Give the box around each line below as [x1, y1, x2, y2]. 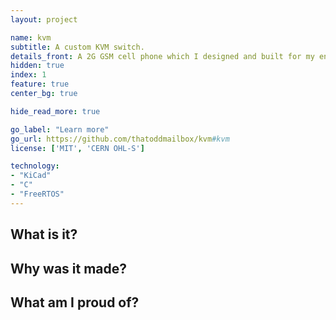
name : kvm [10, 32, 52, 43]
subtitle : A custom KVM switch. [10, 42, 145, 52]
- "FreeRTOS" [10, 189, 65, 199]
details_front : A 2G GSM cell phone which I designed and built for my [10, 51, 315, 61]
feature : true [10, 79, 70, 90]
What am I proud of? [10, 294, 140, 311]
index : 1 [10, 70, 47, 80]
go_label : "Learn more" [10, 124, 110, 135]
